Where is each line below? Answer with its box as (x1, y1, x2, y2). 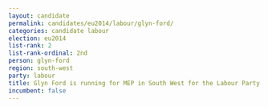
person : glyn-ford (8, 57, 70, 65)
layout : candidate (8, 11, 70, 20)
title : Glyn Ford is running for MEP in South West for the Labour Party (8, 79, 261, 87)
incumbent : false (8, 86, 67, 95)
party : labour (8, 72, 56, 80)
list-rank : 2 (8, 42, 52, 50)
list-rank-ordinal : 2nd (8, 49, 88, 57)
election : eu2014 (8, 34, 67, 43)
